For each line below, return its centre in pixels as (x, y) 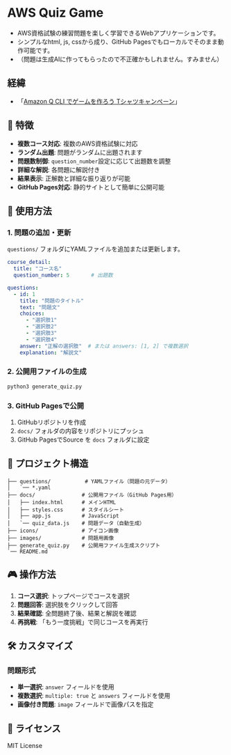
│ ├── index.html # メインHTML (62, 502)
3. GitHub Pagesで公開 (46, 405)
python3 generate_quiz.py (44, 387)
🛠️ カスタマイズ (40, 646)
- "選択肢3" (41, 333)
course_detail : (29, 263)
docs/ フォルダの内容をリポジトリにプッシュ (80, 430)
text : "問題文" (40, 307)
